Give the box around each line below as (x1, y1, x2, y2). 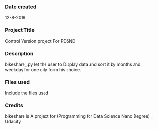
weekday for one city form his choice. (5, 66, 82, 72)
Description (5, 50, 34, 57)
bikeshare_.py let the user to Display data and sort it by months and (5, 61, 141, 67)
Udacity (5, 119, 21, 125)
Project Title (5, 27, 35, 34)
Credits (5, 102, 23, 109)
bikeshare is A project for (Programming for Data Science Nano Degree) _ (5, 113, 153, 119)
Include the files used (5, 90, 49, 96)
